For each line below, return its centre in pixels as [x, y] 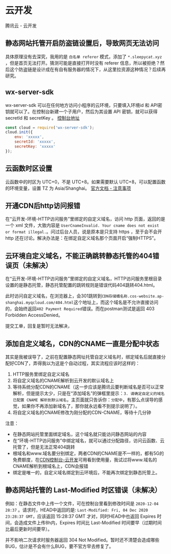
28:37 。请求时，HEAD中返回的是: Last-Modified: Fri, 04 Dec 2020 [77, 510]
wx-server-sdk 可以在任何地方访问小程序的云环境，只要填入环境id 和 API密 [84, 105]
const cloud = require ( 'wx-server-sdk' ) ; [50, 128]
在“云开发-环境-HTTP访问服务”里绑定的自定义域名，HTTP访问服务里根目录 [84, 279]
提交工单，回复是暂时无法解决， [39, 326]
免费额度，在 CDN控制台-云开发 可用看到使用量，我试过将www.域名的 [85, 460]
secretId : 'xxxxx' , [35, 142]
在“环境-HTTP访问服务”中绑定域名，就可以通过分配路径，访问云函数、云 [88, 441]
